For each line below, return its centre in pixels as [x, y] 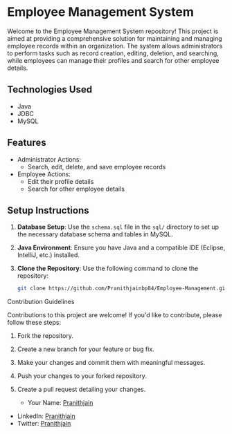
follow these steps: [34, 323]
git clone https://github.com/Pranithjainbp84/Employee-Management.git [123, 289]
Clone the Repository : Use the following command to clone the [108, 268]
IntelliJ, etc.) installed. [48, 255]
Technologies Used [50, 89]
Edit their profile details [61, 181]
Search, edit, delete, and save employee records [97, 167]
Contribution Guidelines [41, 302]
